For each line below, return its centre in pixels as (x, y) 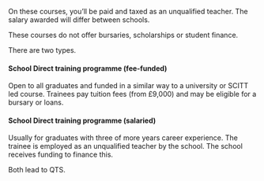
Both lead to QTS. (37, 170)
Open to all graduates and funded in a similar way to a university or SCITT (128, 86)
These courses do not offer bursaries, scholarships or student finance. (123, 35)
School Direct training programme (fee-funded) (88, 68)
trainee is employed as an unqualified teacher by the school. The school (126, 146)
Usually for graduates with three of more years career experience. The (123, 138)
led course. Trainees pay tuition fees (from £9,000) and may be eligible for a (132, 94)
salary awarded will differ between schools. (79, 20)
